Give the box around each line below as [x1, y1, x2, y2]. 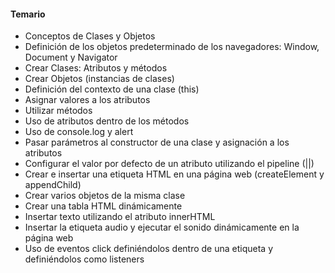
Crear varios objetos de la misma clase [24, 190, 186, 202]
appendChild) [24, 179, 82, 191]
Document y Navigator [24, 51, 118, 64]
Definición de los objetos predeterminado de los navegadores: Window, [24, 41, 320, 53]
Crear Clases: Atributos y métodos [24, 62, 168, 74]
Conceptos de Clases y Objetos [24, 30, 156, 42]
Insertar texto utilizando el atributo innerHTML [24, 211, 216, 223]
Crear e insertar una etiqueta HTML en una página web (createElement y [24, 168, 325, 180]
